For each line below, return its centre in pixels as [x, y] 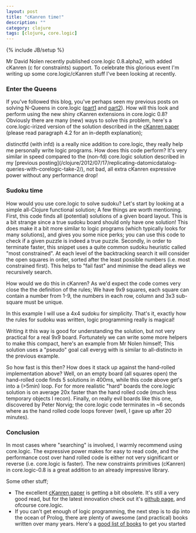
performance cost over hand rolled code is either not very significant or [92, 457]
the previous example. [33, 356]
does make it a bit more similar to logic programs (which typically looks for [96, 228]
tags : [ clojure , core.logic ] [42, 33]
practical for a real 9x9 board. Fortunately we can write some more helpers [97, 337]
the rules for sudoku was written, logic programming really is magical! [90, 320]
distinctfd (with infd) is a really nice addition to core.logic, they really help [94, 144]
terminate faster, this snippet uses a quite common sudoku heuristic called [96, 247]
